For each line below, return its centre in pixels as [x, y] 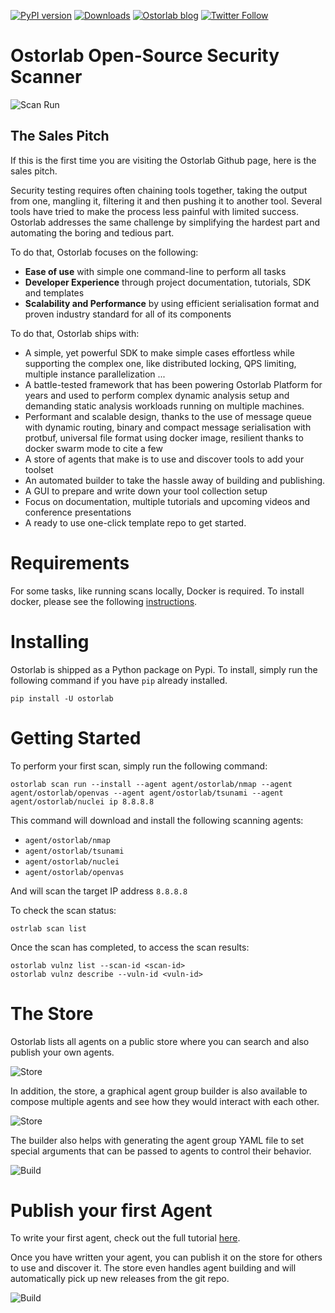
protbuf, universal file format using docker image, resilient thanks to [164, 437]
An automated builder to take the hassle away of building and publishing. [175, 480]
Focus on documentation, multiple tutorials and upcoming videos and [167, 501]
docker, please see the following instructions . [104, 601]
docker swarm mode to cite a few [93, 448]
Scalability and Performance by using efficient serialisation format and [172, 303]
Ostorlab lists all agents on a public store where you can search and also [160, 1041]
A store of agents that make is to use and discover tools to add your [164, 459]
